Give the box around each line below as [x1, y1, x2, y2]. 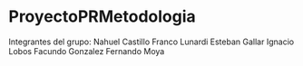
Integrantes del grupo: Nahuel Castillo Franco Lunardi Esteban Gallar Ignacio [8, 36, 295, 47]
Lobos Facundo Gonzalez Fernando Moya [8, 45, 165, 56]
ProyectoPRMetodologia [8, 6, 196, 27]
